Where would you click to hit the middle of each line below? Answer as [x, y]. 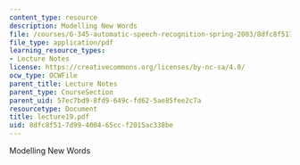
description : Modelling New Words [74, 26]
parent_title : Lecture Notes [63, 84]
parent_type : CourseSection [62, 92]
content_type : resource [54, 17]
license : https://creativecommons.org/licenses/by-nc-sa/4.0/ [127, 68]
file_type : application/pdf [62, 42]
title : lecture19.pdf [50, 117]
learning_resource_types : [57, 51]
